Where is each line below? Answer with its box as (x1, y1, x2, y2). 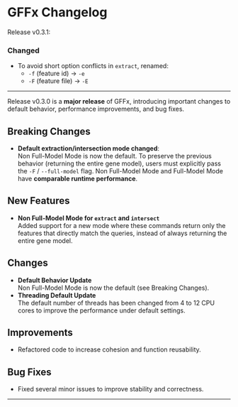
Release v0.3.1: (7, 28, 51, 36)
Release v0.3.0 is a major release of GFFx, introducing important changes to (7, 97, 231, 106)
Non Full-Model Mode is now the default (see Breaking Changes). (17, 283, 210, 292)
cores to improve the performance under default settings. (17, 306, 186, 315)
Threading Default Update (17, 291, 96, 299)
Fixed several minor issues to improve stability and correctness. (17, 385, 204, 394)
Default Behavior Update (17, 276, 92, 284)
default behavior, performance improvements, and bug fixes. (7, 104, 185, 114)
